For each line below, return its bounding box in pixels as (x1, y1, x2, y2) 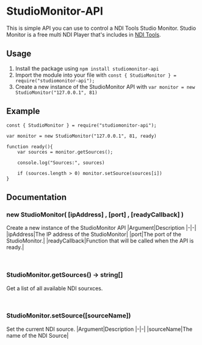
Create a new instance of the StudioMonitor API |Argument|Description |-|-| (6, 224, 197, 232)
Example (6, 106, 40, 116)
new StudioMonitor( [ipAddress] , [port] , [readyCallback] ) (6, 210, 184, 219)
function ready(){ (6, 143, 53, 150)
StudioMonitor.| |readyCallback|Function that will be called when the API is (6, 237, 194, 244)
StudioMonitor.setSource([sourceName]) (6, 311, 131, 320)
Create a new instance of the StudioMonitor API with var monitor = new (15, 83, 195, 90)
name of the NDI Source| (6, 332, 69, 339)
